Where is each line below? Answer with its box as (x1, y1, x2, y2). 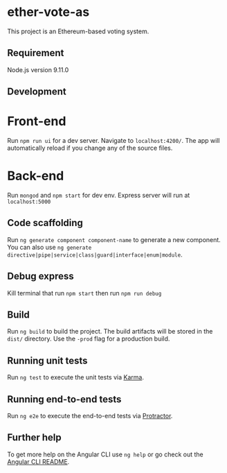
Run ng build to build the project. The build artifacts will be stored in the (7, 327, 213, 336)
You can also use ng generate (7, 243, 92, 251)
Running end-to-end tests (7, 393, 122, 405)
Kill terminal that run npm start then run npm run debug (7, 289, 162, 297)
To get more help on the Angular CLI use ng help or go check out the (7, 450, 203, 458)
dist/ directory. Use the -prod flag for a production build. (7, 334, 170, 343)
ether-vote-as (7, 4, 90, 20)
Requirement (7, 47, 64, 59)
